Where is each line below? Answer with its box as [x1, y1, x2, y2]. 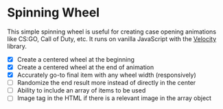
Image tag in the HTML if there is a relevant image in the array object [16, 94, 211, 102]
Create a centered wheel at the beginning [16, 55, 135, 63]
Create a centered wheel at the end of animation [16, 63, 154, 71]
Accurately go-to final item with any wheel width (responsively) [16, 71, 197, 80]
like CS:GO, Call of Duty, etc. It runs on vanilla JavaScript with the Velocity [7, 34, 217, 43]
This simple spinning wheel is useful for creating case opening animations [7, 27, 217, 36]
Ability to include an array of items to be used [16, 86, 146, 95]
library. [7, 42, 27, 50]
